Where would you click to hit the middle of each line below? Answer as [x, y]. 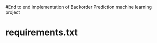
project [13, 12]
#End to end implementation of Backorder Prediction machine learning [79, 7]
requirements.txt [42, 33]
